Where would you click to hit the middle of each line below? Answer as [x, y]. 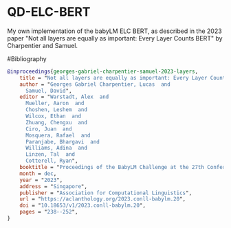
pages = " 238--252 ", [49, 212]
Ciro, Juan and [48, 129]
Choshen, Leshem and [56, 110]
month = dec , [38, 173]
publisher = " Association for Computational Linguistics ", [106, 193]
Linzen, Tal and [50, 155]
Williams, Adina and [56, 148]
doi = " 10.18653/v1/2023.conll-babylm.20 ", [83, 206]
